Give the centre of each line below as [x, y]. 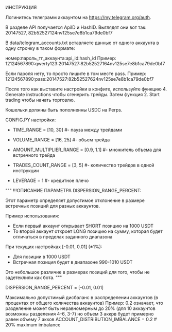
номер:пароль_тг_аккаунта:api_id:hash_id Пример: [61, 58]
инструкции [26, 171]
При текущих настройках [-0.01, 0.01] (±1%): [54, 247]
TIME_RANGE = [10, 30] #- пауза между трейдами [67, 130]
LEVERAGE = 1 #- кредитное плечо [51, 180]
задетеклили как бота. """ [34, 278]
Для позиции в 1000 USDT [41, 257]
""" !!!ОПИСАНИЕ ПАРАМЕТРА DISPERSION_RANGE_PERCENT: [73, 190]
